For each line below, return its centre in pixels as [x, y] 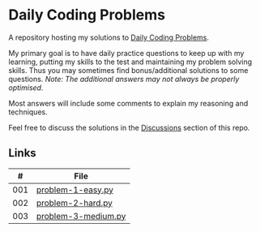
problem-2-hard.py [75, 203]
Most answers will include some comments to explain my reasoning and [128, 103]
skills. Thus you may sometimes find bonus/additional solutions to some [128, 70]
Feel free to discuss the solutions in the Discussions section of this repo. [129, 127]
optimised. [26, 88]
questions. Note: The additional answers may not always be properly [124, 79]
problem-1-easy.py [75, 190]
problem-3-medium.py [81, 216]
